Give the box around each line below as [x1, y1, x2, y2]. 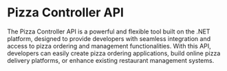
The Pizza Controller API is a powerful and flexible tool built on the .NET [7, 27, 210, 35]
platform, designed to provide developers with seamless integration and [7, 34, 211, 42]
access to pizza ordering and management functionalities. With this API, [7, 42, 211, 50]
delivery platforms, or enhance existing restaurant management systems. [7, 56, 215, 64]
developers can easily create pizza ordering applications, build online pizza [7, 49, 221, 57]
